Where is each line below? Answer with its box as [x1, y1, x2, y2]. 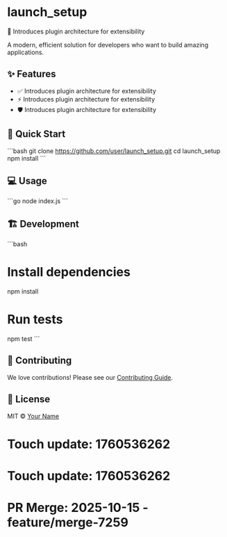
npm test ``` [7, 335, 40, 343]
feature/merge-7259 [7, 515, 128, 531]
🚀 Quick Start [7, 128, 66, 140]
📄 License [7, 394, 51, 406]
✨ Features [7, 68, 56, 80]
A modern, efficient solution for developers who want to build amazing [7, 40, 209, 49]
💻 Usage [7, 175, 47, 186]
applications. [7, 48, 44, 56]
